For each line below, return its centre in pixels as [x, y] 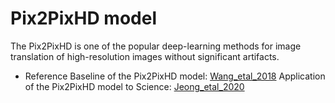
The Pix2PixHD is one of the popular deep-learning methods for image [156, 46]
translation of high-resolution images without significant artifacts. [145, 56]
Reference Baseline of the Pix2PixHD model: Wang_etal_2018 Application [175, 76]
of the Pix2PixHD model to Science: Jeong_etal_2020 [134, 86]
